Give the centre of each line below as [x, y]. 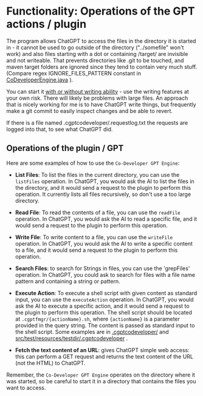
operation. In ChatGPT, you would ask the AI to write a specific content [104, 243]
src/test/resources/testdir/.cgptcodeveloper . [71, 338]
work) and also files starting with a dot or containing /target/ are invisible [97, 54]
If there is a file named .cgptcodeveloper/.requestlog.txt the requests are [97, 122]
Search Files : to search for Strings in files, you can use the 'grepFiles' [102, 268]
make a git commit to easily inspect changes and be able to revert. [90, 111]
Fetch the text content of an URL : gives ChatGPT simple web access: [102, 350]
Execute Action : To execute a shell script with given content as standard [106, 293]
